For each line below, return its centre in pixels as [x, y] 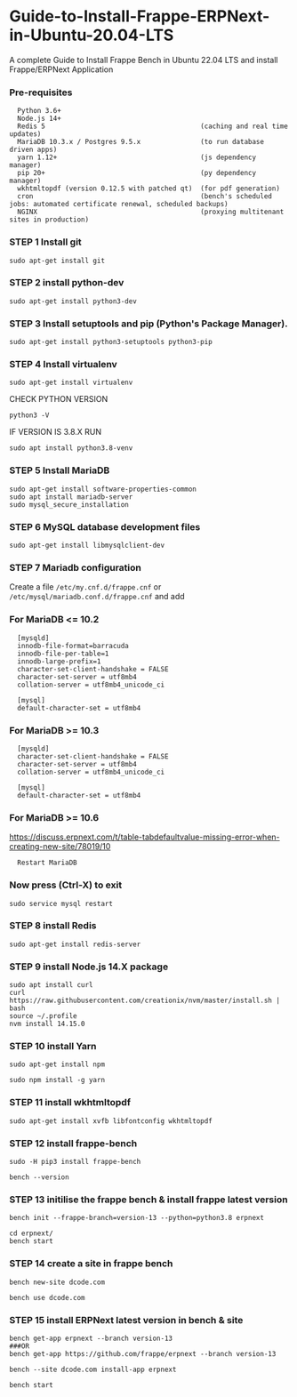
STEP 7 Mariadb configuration [76, 567]
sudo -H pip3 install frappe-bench [75, 1161]
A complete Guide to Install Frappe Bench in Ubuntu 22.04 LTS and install [144, 60]
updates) [25, 134]
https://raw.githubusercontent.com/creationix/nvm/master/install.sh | [144, 1001]
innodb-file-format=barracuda [73, 646]
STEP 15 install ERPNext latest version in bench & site [126, 1320]
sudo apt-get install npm [57, 1064]
